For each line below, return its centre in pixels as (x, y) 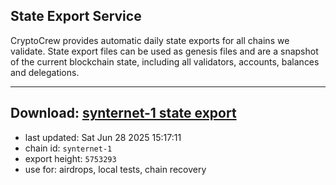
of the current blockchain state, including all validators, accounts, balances (165, 61)
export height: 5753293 (70, 158)
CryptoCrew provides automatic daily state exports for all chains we (150, 40)
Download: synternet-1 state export (123, 113)
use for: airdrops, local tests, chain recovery (115, 169)
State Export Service (76, 16)
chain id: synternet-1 (68, 148)
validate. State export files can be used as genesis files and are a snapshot (164, 51)
